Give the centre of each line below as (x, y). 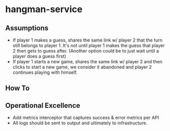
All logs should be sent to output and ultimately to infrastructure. (80, 123)
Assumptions (27, 28)
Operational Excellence (43, 105)
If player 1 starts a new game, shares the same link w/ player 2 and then (88, 61)
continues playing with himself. (45, 72)
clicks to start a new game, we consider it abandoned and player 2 (82, 67)
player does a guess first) (39, 56)
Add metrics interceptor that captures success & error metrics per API (86, 118)
